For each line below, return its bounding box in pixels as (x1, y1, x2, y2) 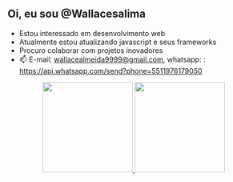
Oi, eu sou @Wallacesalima (7, 7, 146, 21)
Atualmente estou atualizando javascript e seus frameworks (18, 37, 217, 47)
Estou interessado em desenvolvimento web (18, 28, 166, 38)
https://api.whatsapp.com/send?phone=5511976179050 (18, 66, 203, 75)
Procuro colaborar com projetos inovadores (18, 45, 163, 55)
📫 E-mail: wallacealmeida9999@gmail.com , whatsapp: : (18, 55, 206, 64)
